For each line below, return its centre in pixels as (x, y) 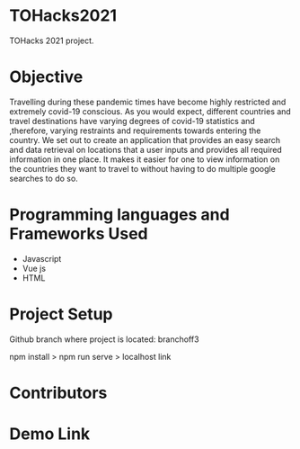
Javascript (42, 258)
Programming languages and (120, 215)
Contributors (58, 393)
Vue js (34, 268)
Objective (46, 77)
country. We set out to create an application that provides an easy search (145, 139)
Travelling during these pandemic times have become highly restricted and (148, 102)
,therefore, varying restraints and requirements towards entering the (135, 130)
